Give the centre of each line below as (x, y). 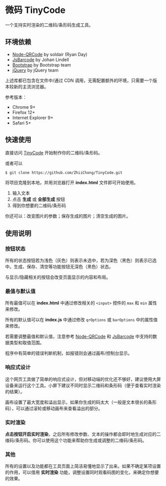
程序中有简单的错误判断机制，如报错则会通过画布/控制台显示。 (69, 353)
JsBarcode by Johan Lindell (41, 60)
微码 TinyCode (35, 10)
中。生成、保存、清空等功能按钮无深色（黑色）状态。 (59, 267)
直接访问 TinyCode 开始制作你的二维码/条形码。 (54, 152)
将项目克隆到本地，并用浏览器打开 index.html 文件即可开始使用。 (72, 183)
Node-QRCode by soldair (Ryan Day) (50, 54)
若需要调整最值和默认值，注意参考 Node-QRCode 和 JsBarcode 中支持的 (79, 337)
